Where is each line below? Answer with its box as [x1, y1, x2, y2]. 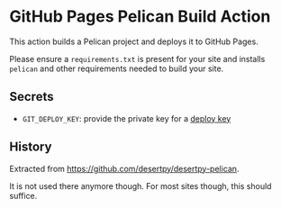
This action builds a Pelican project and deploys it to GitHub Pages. [9, 36, 258, 47]
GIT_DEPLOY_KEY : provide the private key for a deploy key [22, 113, 231, 123]
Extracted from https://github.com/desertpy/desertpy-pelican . [9, 163, 240, 174]
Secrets [9, 89, 54, 104]
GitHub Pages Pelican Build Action [9, 6, 271, 27]
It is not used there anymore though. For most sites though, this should [9, 180, 272, 191]
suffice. [9, 190, 38, 201]
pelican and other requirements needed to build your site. [9, 63, 224, 74]
